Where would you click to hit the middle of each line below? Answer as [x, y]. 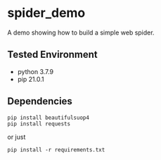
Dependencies [40, 101]
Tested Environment [53, 55]
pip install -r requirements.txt [56, 149]
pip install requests [39, 124]
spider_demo [46, 13]
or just [17, 137]
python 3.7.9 [36, 71]
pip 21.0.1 [31, 79]
